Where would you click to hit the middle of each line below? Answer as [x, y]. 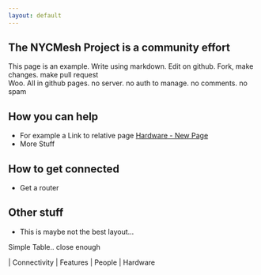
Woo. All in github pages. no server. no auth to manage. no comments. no [128, 83]
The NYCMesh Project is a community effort [119, 48]
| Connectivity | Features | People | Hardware [82, 262]
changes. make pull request [53, 75]
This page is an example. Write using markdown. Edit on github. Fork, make [131, 66]
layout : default [35, 15]
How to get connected [64, 169]
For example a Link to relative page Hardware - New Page [114, 136]
